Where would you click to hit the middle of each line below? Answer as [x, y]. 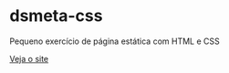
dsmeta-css [56, 16]
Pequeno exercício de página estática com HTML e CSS [115, 41]
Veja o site [29, 58]
